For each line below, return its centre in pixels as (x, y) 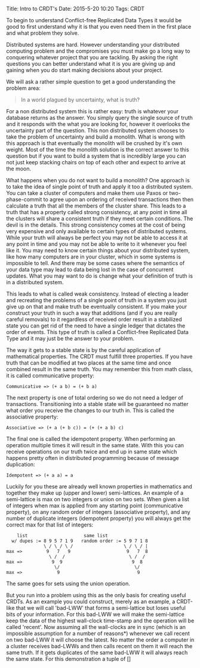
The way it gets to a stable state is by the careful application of (84, 350)
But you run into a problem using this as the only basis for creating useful (96, 595)
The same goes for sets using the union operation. (68, 583)
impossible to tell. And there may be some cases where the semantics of (96, 263)
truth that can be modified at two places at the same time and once (89, 363)
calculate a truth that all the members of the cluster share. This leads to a (96, 206)
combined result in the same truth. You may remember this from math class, (99, 369)
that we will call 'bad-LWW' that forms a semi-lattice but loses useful (101, 608)
